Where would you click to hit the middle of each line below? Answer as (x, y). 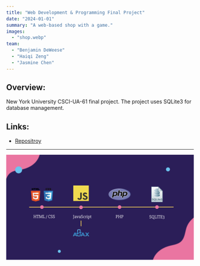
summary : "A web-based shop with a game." (60, 25)
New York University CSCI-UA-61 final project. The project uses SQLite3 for (99, 102)
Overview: (26, 88)
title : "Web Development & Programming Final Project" (76, 12)
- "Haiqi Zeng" (30, 56)
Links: (18, 127)
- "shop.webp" (29, 38)
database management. (35, 108)
